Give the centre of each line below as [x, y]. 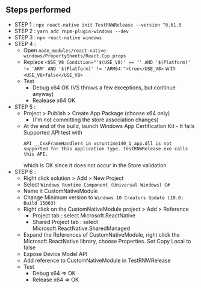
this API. [36, 154]
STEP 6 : [25, 171]
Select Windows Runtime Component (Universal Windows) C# [97, 184]
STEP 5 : [25, 107]
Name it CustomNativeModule [60, 191]
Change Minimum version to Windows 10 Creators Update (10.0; [104, 197]
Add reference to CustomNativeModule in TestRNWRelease [97, 260]
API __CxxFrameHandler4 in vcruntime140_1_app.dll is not [97, 143]
